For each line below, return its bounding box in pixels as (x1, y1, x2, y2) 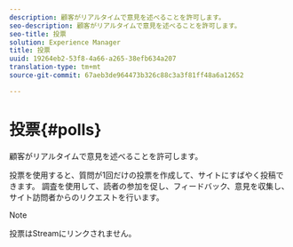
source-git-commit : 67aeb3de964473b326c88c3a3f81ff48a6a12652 (9, 71, 244, 80)
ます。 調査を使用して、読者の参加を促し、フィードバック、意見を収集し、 (16, 180, 289, 191)
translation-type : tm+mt (9, 63, 101, 72)
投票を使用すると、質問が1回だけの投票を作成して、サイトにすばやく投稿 (9, 170, 277, 180)
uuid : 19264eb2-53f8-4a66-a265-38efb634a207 (9, 54, 177, 63)
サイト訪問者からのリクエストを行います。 (9, 192, 164, 203)
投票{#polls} (9, 119, 102, 139)
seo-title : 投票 (9, 29, 67, 38)
